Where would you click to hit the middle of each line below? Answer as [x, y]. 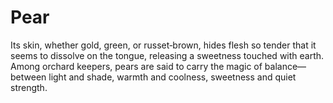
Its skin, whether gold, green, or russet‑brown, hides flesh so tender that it [163, 45]
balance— [285, 66]
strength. [29, 87]
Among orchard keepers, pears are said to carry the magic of [136, 66]
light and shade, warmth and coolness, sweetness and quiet [172, 77]
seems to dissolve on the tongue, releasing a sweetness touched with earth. [167, 55]
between [28, 77]
